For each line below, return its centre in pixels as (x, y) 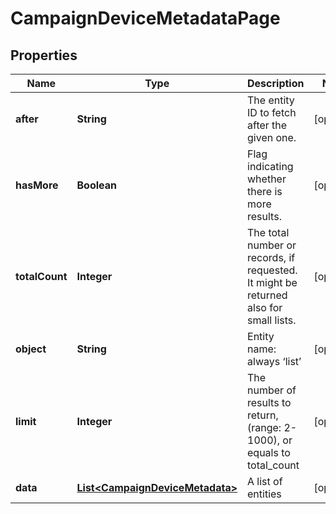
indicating (270, 166)
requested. (272, 270)
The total (268, 232)
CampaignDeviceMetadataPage (145, 18)
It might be (272, 282)
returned (267, 295)
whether (267, 179)
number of (272, 390)
